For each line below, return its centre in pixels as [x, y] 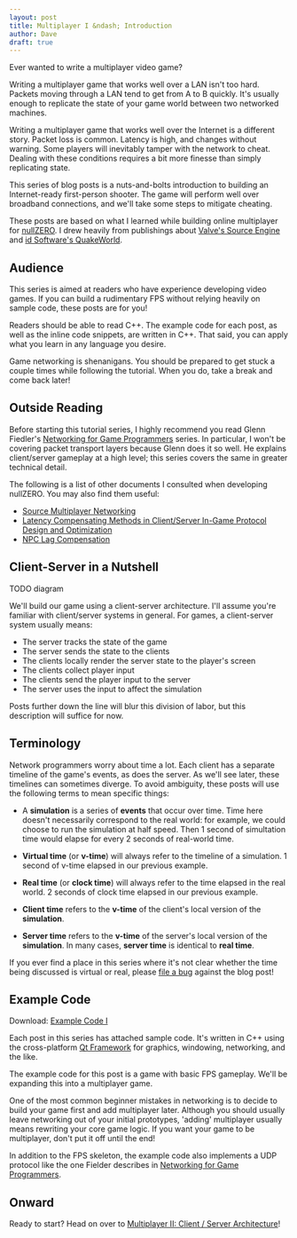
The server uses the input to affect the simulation [112, 689]
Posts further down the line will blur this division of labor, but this [128, 706]
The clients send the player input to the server [106, 679]
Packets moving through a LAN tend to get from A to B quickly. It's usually [144, 94]
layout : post [33, 17]
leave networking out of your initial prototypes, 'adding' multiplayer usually [146, 1120]
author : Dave [33, 34]
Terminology [45, 743]
